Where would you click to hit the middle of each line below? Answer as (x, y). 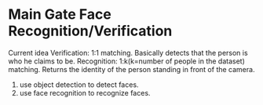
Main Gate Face (60, 14)
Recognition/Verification (90, 31)
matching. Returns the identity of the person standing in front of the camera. (131, 69)
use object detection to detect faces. (79, 85)
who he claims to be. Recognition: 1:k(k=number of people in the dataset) (127, 61)
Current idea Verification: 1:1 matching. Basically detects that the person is (128, 52)
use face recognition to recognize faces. (85, 92)
